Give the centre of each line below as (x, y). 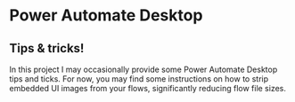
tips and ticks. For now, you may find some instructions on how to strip (139, 79)
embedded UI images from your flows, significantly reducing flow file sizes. (148, 88)
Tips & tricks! (47, 48)
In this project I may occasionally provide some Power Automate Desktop (143, 69)
